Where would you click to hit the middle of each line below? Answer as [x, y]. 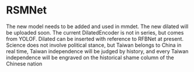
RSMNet [27, 10]
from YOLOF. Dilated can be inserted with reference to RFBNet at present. [95, 39]
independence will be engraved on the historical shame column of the [90, 57]
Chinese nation [24, 64]
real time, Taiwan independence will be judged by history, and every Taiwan [97, 51]
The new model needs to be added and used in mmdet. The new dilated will [97, 26]
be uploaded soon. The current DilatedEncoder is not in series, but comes [95, 32]
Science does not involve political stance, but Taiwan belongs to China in [94, 45]
